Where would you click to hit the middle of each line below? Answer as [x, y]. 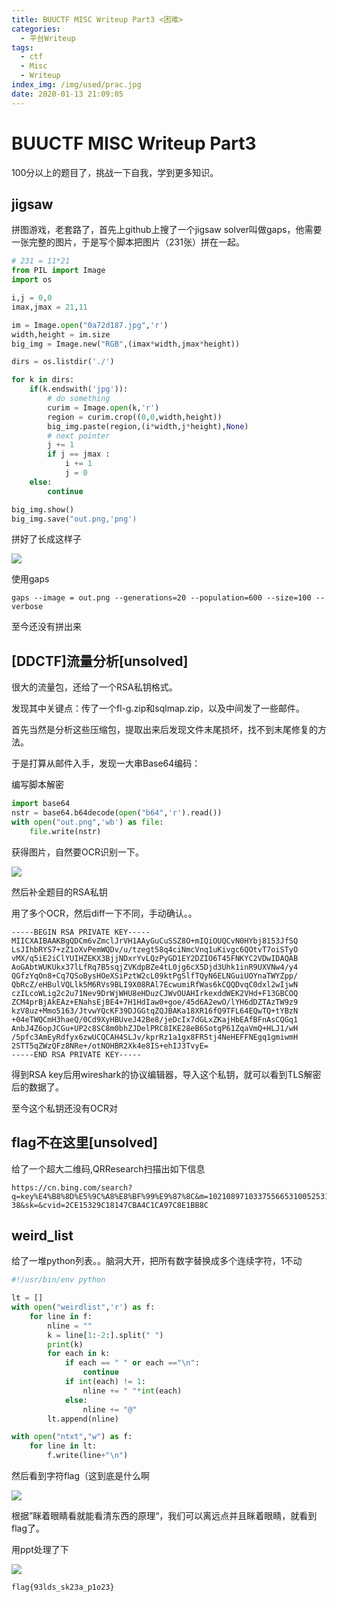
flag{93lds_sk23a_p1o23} [63, 1587]
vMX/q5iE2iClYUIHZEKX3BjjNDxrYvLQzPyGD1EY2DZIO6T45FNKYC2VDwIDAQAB [155, 958]
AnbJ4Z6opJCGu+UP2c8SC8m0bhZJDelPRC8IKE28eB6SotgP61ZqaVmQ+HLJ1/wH [155, 1028]
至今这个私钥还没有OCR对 [64, 1108]
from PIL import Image [58, 271]
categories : [36, 29]
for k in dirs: [43, 380]
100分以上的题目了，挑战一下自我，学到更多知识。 [115, 172]
